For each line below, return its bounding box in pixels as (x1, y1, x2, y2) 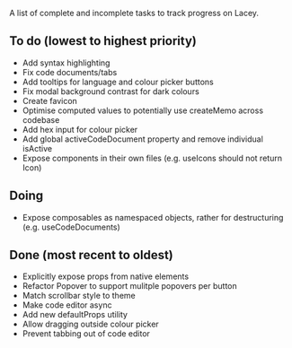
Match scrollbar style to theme (22, 291, 137, 301)
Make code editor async (22, 300, 112, 310)
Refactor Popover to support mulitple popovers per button (22, 281, 238, 291)
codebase (22, 114, 60, 125)
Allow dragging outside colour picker (22, 318, 159, 330)
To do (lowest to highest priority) (9, 33, 198, 48)
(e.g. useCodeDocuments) (22, 222, 121, 232)
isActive (22, 143, 52, 153)
